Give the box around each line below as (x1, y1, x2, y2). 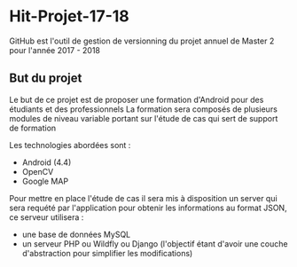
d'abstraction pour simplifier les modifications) (21, 247, 193, 258)
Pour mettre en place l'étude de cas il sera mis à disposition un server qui (9, 192, 277, 203)
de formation (9, 122, 57, 133)
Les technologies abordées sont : (9, 139, 131, 150)
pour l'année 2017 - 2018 (9, 44, 100, 55)
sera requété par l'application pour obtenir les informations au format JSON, (9, 202, 287, 213)
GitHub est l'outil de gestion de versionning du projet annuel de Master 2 (9, 35, 275, 46)
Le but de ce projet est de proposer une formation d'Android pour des (9, 94, 264, 105)
